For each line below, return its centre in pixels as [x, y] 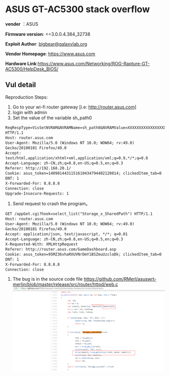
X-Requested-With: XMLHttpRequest [42, 244]
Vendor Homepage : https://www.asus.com [50, 54]
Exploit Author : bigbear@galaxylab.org [46, 44]
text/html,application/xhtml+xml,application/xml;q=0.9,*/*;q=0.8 [77, 158]
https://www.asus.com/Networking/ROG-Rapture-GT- [94, 63]
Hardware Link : [22, 63]
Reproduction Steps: [27, 97]
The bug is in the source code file [48, 279]
